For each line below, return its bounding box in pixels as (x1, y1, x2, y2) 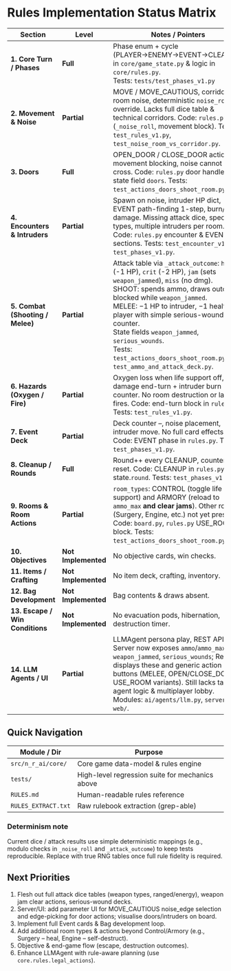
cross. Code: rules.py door (113, 167, 201, 176)
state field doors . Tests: (113, 176, 188, 185)
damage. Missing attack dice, (113, 212, 208, 222)
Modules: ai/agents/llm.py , (113, 694, 203, 704)
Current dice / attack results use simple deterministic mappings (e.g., (7, 837, 203, 846)
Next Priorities (7, 872, 71, 884)
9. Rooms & (10, 501, 49, 510)
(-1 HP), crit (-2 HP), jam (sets (113, 267, 217, 276)
